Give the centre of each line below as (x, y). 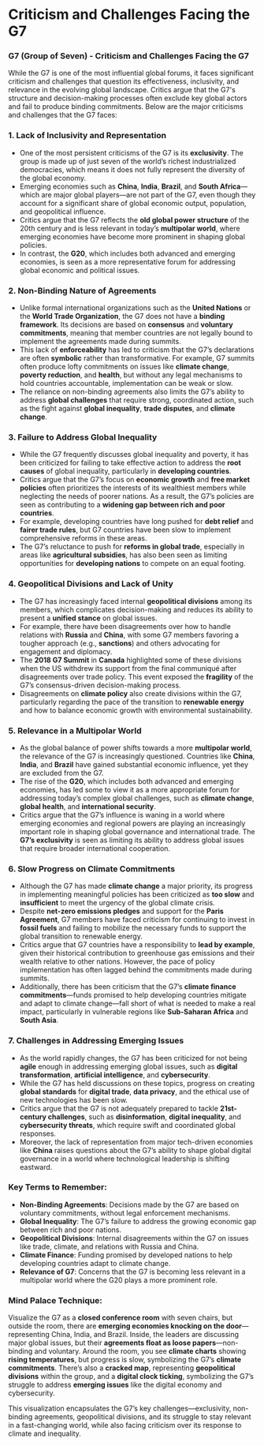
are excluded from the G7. (61, 773)
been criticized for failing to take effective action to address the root (130, 463)
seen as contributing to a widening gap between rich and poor (123, 505)
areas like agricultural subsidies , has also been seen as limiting (123, 555)
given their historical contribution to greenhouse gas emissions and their (137, 953)
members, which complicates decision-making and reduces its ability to (136, 609)
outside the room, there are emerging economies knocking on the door (125, 1326)
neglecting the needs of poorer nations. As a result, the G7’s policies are (137, 496)
